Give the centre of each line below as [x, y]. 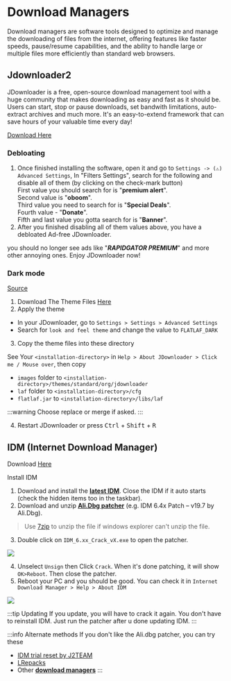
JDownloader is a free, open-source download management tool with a [109, 92]
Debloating [26, 153]
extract [17, 114]
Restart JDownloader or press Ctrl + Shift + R [87, 426]
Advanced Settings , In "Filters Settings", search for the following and [115, 176]
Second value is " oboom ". [54, 198]
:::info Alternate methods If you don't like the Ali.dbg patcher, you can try [111, 634]
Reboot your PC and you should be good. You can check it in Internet [117, 581]
